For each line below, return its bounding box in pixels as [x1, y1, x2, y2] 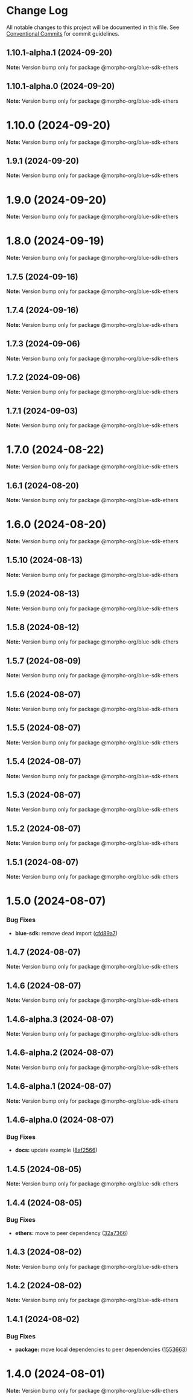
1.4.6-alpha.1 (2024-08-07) [6, 1081, 112, 1091]
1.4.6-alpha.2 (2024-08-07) [6, 1048, 114, 1058]
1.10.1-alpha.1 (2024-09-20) [6, 48, 113, 58]
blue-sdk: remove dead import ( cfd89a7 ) [14, 929, 118, 937]
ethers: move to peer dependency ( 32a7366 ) [14, 1229, 128, 1236]
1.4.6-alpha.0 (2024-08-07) [6, 1115, 115, 1124]
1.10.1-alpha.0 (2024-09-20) [6, 81, 115, 91]
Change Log [6, 4, 68, 18]
